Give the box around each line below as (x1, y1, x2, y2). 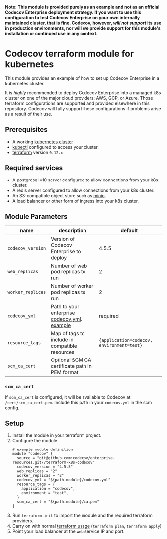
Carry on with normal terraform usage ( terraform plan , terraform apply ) (12, 523, 162, 529)
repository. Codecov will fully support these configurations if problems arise (5, 105, 161, 111)
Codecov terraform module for (5, 48, 134, 59)
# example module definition (12, 447, 73, 452)
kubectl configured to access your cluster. (12, 144, 99, 150)
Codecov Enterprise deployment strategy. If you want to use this (5, 9, 142, 15)
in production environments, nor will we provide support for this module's (5, 25, 161, 31)
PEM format (50, 369, 79, 376)
